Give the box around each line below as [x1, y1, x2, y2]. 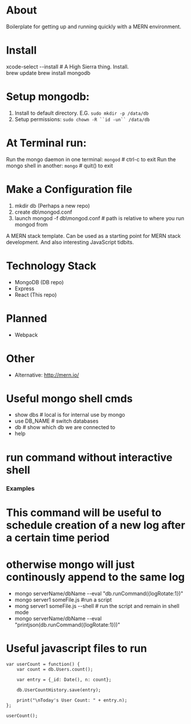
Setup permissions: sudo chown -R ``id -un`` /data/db [14, 115, 150, 122]
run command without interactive [6, 451, 173, 464]
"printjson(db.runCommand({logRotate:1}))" [14, 621, 120, 628]
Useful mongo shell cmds [6, 392, 133, 405]
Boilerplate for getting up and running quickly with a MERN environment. [6, 23, 182, 30]
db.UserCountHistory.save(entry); [16, 687, 101, 693]
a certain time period [6, 531, 110, 544]
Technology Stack [6, 259, 97, 273]
